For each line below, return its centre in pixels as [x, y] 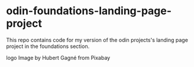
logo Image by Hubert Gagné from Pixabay [58, 58]
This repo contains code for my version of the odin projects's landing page [97, 40]
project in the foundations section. [48, 46]
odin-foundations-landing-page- [89, 11]
